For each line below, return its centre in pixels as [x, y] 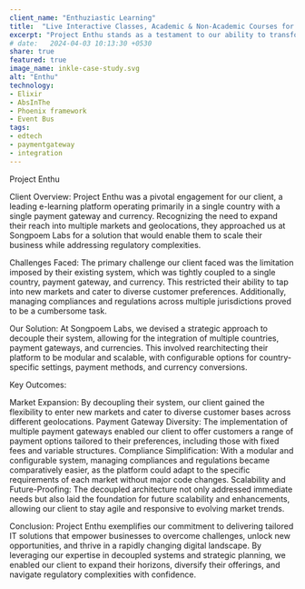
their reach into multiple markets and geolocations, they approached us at [148, 225]
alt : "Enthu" [34, 77]
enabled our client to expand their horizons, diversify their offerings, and [145, 564]
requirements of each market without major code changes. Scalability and [148, 479]
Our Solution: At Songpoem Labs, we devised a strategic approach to [139, 328]
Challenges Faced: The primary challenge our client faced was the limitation [152, 262]
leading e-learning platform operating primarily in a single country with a [145, 206]
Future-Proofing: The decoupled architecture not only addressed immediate [151, 489]
